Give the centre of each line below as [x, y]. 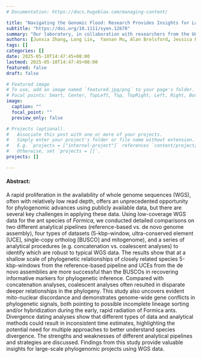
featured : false [26, 68]
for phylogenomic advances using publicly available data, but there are [94, 207]
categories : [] [25, 51]
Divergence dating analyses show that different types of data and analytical [100, 316]
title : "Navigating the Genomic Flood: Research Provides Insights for [98, 23]
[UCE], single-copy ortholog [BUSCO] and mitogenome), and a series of [96, 240]
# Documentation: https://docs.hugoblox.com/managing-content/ [87, 12]
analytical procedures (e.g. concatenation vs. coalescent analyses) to [92, 246]
